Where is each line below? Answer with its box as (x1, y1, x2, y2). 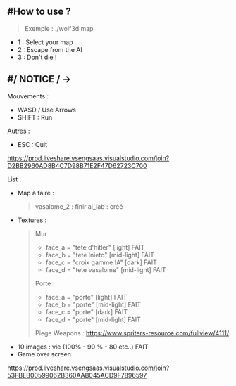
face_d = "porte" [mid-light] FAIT (45, 315, 141, 323)
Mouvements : (7, 91, 49, 101)
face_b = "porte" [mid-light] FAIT (45, 300, 142, 309)
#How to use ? (7, 6, 72, 18)
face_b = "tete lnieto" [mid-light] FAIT (45, 250, 155, 259)
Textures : (17, 216, 47, 224)
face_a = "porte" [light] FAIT (45, 292, 128, 301)
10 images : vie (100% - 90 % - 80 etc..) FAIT (17, 342, 149, 351)
